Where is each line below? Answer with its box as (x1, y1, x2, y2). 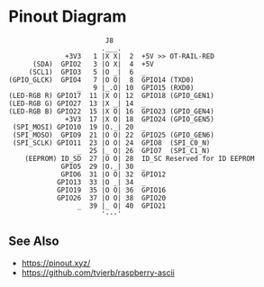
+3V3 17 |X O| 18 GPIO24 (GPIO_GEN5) (65, 114, 215, 123)
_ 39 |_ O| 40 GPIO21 (77, 201, 167, 211)
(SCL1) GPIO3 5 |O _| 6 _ (28, 67, 146, 76)
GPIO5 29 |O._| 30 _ (60, 162, 146, 171)
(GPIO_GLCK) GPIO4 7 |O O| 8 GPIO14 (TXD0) (8, 75, 195, 85)
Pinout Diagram (8, 6, 127, 27)
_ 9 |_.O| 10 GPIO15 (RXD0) (77, 83, 195, 92)
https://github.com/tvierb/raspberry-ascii (21, 267, 175, 278)
